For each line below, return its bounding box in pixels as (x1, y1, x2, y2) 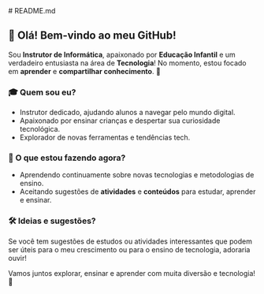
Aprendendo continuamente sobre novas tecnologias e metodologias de (19, 170, 255, 180)
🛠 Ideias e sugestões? (8, 215, 96, 226)
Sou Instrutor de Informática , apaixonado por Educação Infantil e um (8, 50, 236, 59)
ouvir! (8, 253, 28, 262)
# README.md (8, 6, 56, 15)
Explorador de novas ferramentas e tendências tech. (19, 132, 191, 143)
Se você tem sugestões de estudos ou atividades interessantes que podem (8, 236, 252, 246)
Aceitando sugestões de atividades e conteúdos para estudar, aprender (19, 187, 256, 196)
